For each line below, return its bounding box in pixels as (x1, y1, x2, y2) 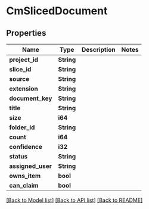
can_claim (9, 182, 39, 189)
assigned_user (9, 162, 52, 170)
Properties (6, 28, 46, 38)
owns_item (9, 171, 41, 180)
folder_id (9, 123, 35, 132)
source (9, 75, 30, 83)
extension (9, 85, 38, 93)
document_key (9, 94, 52, 102)
